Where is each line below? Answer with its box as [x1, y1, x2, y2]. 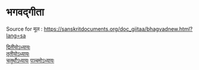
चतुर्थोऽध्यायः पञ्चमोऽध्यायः [6, 56, 55, 64]
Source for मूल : [6, 25, 43, 32]
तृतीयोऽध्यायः [6, 50, 30, 57]
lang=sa [6, 32, 26, 39]
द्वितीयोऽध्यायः [6, 43, 31, 50]
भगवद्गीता [6, 5, 45, 19]
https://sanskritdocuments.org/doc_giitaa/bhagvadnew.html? [43, 25, 193, 32]
